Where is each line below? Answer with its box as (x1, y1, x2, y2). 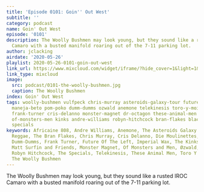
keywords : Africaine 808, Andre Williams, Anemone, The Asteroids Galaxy (6, 128, 197, 134)
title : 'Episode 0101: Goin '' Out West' (6, 9, 110, 15)
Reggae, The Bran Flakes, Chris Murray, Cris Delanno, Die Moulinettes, (12, 133, 200, 140)
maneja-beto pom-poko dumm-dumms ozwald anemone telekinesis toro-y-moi (12, 105, 200, 111)
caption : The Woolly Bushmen (12, 88, 86, 94)
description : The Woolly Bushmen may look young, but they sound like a (6, 37, 194, 43)
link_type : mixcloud (6, 71, 59, 77)
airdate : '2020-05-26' (6, 54, 64, 60)
